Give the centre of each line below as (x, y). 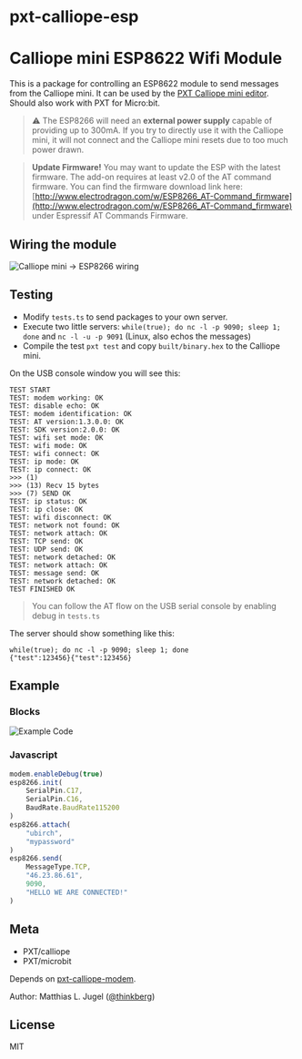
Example (35, 686)
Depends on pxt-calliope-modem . (73, 978)
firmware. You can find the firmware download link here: (137, 187)
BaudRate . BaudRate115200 (73, 808)
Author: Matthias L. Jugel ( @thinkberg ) (82, 996)
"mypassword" (50, 841)
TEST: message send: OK (55, 573)
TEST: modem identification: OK (70, 413)
